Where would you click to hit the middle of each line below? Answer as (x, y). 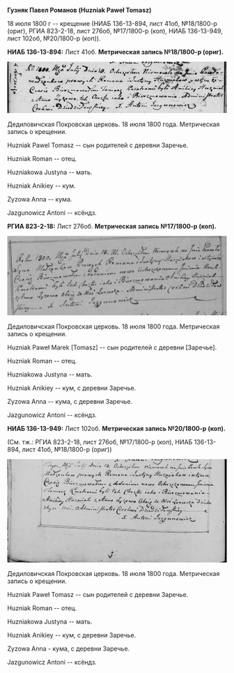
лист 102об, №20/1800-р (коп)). (54, 38)
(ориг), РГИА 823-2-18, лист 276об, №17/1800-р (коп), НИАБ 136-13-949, (115, 31)
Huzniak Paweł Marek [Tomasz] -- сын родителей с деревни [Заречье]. (112, 347)
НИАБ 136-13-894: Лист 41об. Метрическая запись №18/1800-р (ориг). (116, 52)
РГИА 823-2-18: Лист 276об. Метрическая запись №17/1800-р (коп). (112, 226)
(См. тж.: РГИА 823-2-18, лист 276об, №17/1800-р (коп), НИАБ (100, 442)
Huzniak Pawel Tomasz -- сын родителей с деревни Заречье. (98, 145)
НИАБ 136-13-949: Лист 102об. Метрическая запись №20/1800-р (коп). (117, 429)
